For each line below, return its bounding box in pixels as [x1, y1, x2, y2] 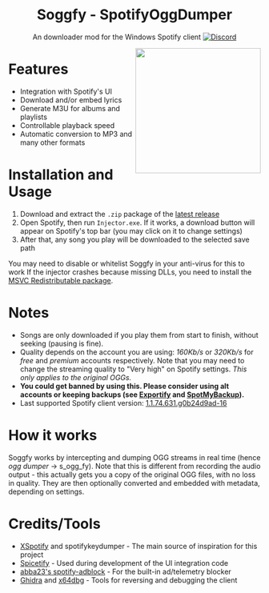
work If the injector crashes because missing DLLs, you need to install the [8, 266, 252, 277]
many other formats [19, 138, 86, 147]
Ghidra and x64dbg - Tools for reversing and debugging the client [19, 575, 238, 585]
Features [8, 60, 69, 78]
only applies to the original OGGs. [19, 372, 132, 382]
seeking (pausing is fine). [19, 339, 104, 348]
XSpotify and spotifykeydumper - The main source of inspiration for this [19, 541, 258, 551]
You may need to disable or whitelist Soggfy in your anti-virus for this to [8, 258, 246, 268]
